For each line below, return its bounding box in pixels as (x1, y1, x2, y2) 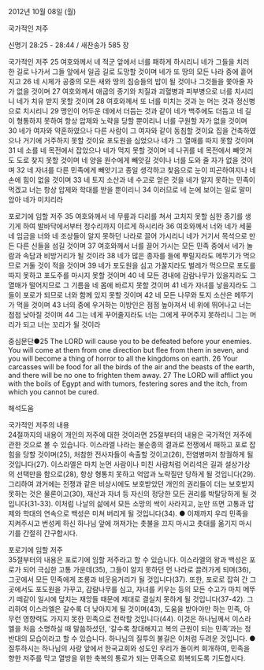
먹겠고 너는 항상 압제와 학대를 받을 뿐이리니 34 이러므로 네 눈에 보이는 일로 (8, 185, 238, 194)
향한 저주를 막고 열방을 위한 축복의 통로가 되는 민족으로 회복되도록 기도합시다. (8, 653, 246, 663)
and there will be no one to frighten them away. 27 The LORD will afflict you (8, 371, 254, 379)
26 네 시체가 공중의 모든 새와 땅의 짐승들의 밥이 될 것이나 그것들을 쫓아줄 (22, 77, 246, 86)
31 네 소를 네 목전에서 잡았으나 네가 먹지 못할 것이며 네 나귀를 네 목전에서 (8, 146, 231, 155)
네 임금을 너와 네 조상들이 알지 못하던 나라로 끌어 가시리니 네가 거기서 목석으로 (8, 231, 248, 240)
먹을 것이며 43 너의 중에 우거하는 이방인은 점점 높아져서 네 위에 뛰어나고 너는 (16, 300, 252, 309)
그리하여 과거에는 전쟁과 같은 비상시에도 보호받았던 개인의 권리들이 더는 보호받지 (8, 479, 255, 488)
